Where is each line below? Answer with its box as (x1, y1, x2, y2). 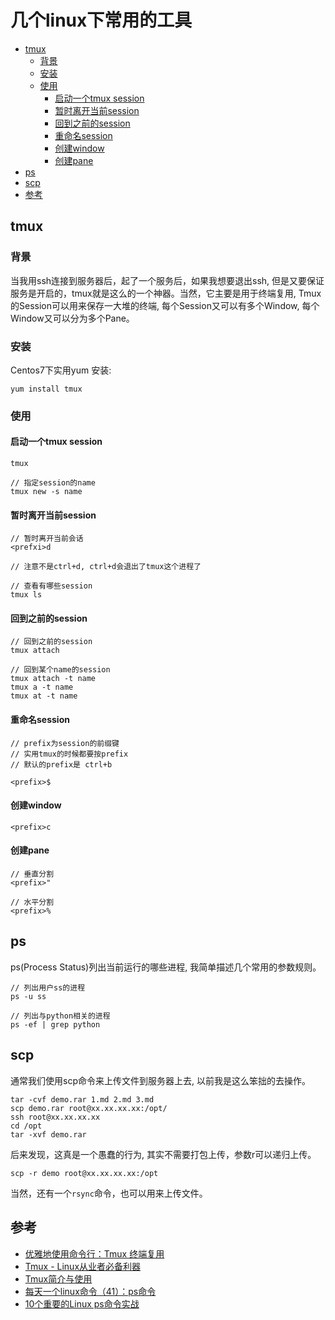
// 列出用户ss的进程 (10, 982, 86, 993)
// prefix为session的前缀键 (10, 738, 120, 748)
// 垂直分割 (10, 869, 55, 880)
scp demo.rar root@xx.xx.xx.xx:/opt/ (10, 1103, 168, 1113)
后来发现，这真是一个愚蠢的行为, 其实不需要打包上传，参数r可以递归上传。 (10, 1148, 317, 1160)
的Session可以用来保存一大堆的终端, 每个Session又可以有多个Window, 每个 (10, 299, 320, 311)
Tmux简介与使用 (24, 1272, 93, 1285)
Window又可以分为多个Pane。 (10, 312, 135, 324)
